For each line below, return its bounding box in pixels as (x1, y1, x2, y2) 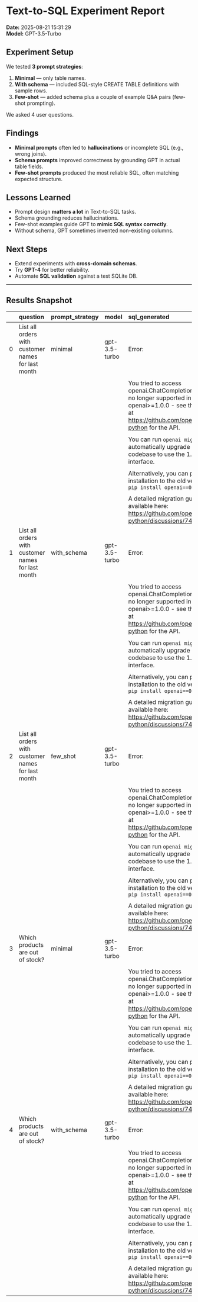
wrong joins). (14, 150, 47, 157)
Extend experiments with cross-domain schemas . (14, 260, 137, 267)
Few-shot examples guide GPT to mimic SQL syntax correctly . (14, 221, 168, 228)
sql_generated (128, 313, 170, 321)
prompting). (27, 99, 56, 107)
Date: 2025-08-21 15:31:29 (6, 24, 72, 31)
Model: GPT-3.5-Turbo (6, 30, 62, 37)
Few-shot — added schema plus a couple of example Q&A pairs (14, 93, 171, 100)
